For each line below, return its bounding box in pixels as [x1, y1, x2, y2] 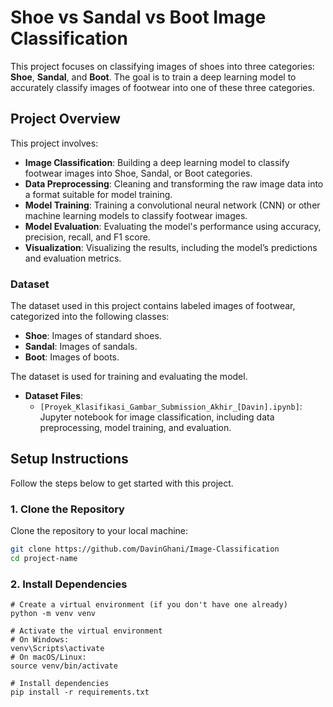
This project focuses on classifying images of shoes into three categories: [10, 60, 315, 72]
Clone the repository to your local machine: [10, 525, 189, 537]
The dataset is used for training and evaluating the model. [10, 371, 248, 383]
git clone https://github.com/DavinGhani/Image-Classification [10, 544, 280, 555]
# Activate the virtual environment [10, 626, 163, 636]
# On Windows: [10, 635, 70, 645]
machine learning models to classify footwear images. [24, 209, 248, 221]
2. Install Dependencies [10, 577, 128, 591]
